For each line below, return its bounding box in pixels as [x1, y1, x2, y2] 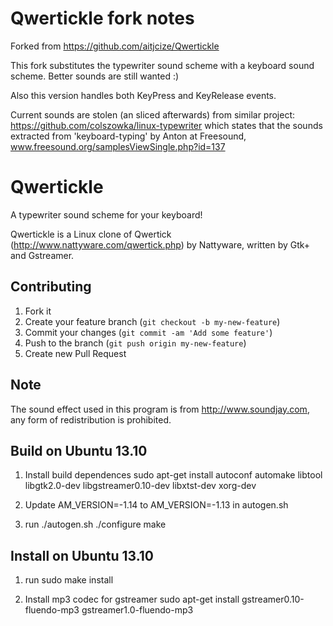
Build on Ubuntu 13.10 [10, 442, 148, 459]
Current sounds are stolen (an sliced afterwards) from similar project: [10, 108, 296, 121]
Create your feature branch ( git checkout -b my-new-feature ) [24, 315, 281, 327]
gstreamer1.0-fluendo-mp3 [81, 604, 194, 616]
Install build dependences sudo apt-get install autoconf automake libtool [24, 469, 323, 481]
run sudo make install [24, 574, 114, 586]
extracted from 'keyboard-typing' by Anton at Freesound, [10, 130, 247, 142]
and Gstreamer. [10, 249, 75, 261]
